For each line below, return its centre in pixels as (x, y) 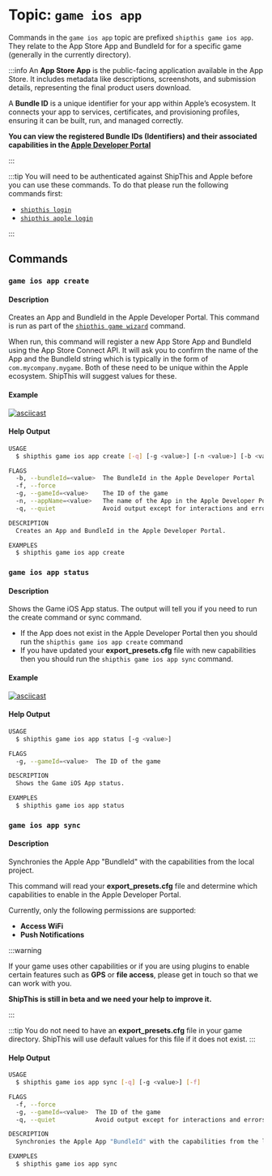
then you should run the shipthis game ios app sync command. (126, 659)
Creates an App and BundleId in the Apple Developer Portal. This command (134, 317)
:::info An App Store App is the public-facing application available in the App (136, 70)
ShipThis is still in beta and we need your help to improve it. (110, 999)
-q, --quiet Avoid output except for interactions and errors (141, 1120)
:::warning (25, 951)
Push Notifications (52, 935)
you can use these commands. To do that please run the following (119, 185)
